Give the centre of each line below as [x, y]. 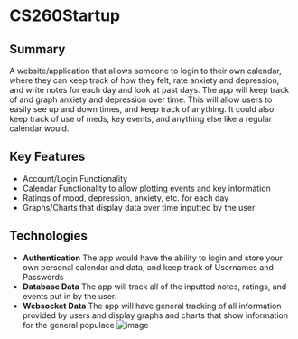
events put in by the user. [70, 296]
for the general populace [68, 325]
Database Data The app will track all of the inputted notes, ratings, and [154, 287]
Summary [37, 49]
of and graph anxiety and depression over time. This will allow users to [141, 99]
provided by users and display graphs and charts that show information [155, 315]
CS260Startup [65, 16]
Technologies [49, 236]
